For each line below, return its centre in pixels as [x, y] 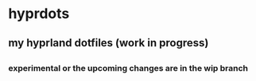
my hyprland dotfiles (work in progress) [109, 43]
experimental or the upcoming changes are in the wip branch [128, 68]
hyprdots [39, 14]
